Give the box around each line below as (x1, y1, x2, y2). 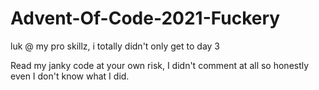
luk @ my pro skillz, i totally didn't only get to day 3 (10, 40, 221, 52)
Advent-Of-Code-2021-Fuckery (10, 7, 281, 30)
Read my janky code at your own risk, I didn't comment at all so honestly (10, 59, 310, 71)
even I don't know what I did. (10, 70, 130, 82)
